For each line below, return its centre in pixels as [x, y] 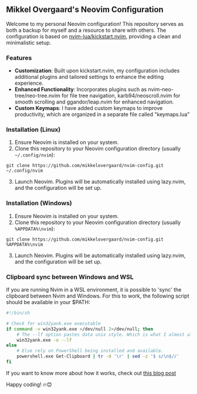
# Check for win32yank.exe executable [53, 323]
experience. [29, 83]
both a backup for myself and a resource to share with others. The [86, 30]
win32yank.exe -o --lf [44, 340]
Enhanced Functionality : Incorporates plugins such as [81, 89]
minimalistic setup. [29, 42]
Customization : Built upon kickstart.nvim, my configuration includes [97, 71]
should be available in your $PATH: [48, 302]
